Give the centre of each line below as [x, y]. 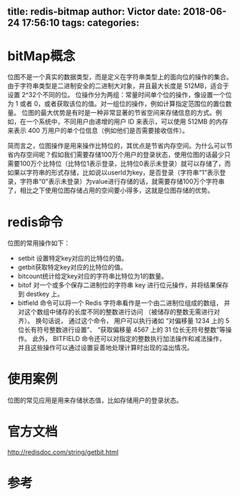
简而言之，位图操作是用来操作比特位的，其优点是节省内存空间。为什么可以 [117, 146]
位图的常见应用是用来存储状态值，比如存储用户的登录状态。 [95, 400]
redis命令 [35, 222]
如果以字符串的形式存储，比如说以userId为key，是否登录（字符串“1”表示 [114, 173]
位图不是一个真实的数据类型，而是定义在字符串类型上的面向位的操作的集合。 [120, 77]
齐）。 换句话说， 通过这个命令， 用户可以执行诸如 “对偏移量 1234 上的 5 [124, 321]
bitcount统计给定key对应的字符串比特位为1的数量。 [92, 276]
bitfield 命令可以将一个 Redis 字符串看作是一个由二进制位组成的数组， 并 [124, 303]
